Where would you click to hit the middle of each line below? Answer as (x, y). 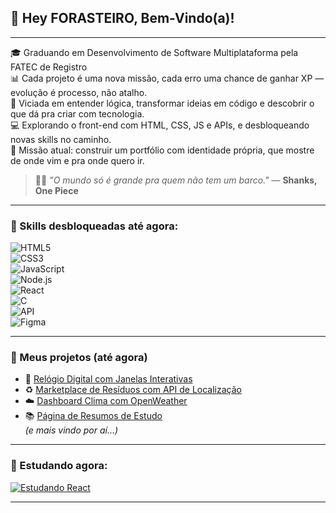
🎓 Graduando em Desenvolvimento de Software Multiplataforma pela (154, 52)
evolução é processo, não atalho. (79, 92)
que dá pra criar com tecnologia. (77, 113)
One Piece (56, 190)
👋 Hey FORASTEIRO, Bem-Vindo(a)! (122, 18)
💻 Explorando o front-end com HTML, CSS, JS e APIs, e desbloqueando (160, 125)
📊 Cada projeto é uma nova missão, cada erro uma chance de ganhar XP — (167, 78)
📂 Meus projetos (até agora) (79, 358)
